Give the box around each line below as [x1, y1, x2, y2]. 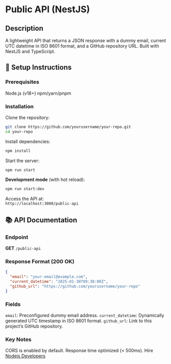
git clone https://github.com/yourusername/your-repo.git [5, 124, 131, 129]
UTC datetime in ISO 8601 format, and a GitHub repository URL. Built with [5, 43, 159, 49]
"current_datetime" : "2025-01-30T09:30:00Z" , [10, 279, 109, 284]
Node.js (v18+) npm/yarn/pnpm [5, 90, 71, 96]
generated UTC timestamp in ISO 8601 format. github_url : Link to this [5, 318, 152, 324]
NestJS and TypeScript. [5, 49, 55, 54]
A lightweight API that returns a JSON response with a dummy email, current [5, 37, 166, 43]
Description [5, 24, 43, 33]
